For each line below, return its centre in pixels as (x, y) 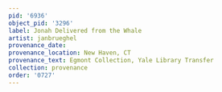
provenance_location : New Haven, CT (70, 53)
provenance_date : (37, 46)
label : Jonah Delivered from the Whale (75, 30)
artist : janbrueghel (43, 38)
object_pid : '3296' (41, 23)
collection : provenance (48, 68)
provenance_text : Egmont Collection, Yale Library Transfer (111, 61)
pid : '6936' (28, 16)
